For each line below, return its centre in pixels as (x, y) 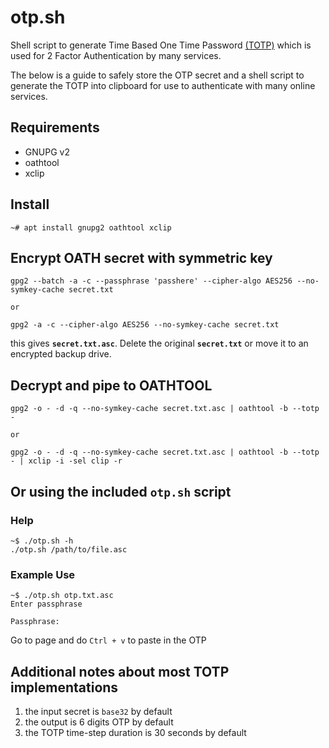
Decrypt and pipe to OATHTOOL (111, 385)
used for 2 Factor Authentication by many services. (116, 55)
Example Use (43, 574)
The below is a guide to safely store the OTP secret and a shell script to (157, 75)
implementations (64, 687)
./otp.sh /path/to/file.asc (69, 549)
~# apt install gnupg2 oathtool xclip (91, 227)
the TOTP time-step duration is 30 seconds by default (135, 732)
